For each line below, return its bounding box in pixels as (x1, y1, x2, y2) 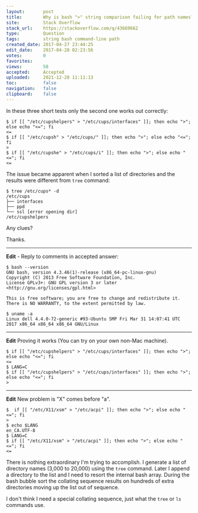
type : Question (6, 31, 65, 37)
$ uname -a (6, 311, 33, 317)
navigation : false (6, 86, 57, 92)
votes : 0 (6, 53, 46, 59)
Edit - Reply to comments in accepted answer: (6, 252, 119, 260)
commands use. (6, 501, 45, 508)
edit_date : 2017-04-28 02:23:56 (6, 47, 94, 53)
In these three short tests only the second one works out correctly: (6, 107, 169, 114)
